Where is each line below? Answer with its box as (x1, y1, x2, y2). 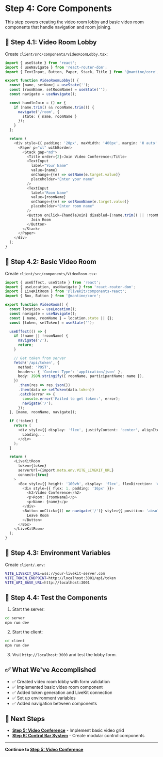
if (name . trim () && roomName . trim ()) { (14, 105, 95, 110)
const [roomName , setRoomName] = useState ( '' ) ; (9, 87, 108, 92)
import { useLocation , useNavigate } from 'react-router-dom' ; (5, 284, 136, 289)
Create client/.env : (5, 562, 45, 568)
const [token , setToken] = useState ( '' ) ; (9, 320, 95, 325)
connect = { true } (17, 472, 49, 477)
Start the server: (12, 606, 45, 612)
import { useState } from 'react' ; (5, 60, 77, 65)
